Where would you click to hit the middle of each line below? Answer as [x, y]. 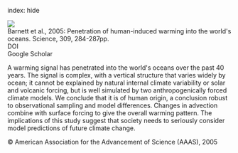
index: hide [24, 10]
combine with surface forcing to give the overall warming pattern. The [110, 113]
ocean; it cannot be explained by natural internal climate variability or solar [117, 83]
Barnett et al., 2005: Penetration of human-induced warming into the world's [119, 31]
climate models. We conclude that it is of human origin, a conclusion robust [118, 98]
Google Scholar [30, 54]
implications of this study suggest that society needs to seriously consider [116, 121]
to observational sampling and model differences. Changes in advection [113, 105]
